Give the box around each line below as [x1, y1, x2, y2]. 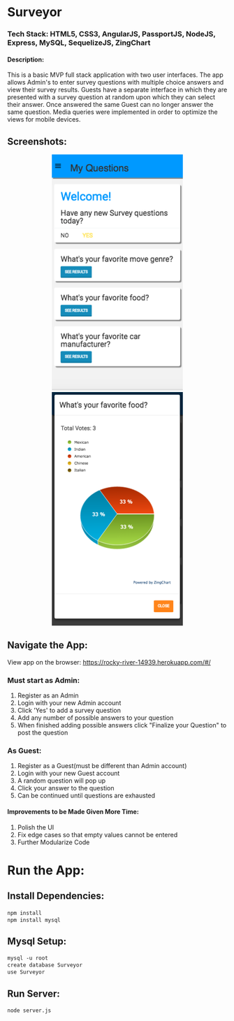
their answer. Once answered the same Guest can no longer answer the [7, 101, 214, 109]
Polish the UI [17, 823, 54, 832]
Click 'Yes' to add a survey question [17, 707, 121, 715]
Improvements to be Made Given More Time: [7, 807, 140, 816]
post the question [17, 728, 68, 737]
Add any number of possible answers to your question [17, 714, 174, 722]
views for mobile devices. [7, 115, 81, 124]
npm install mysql [7, 916, 61, 923]
